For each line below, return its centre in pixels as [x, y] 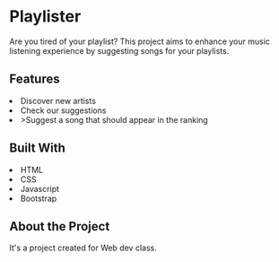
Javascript [40, 188]
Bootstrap [39, 198]
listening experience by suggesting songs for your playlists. [119, 50]
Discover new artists [59, 100]
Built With [37, 148]
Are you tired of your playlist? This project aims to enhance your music [140, 41]
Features [35, 79]
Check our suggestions [64, 110]
